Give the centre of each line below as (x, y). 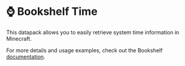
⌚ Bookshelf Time (52, 12)
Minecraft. (19, 38)
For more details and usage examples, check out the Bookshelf (84, 50)
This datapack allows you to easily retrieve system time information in (93, 32)
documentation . (26, 56)
